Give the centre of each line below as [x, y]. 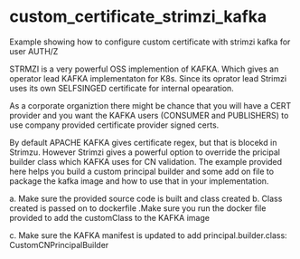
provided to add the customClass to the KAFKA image [110, 217]
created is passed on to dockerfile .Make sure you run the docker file [138, 208]
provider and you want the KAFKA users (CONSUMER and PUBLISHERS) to [149, 115]
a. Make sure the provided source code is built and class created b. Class [146, 198]
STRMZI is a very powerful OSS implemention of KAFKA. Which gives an [144, 69]
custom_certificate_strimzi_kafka [138, 17]
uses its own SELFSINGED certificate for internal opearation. [122, 88]
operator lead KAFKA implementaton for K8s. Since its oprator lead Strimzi [148, 78]
